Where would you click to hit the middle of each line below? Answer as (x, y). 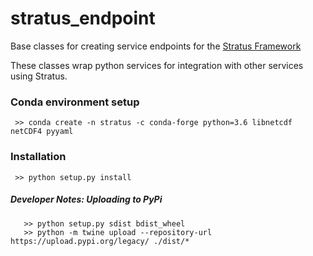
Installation (38, 157)
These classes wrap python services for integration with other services (157, 65)
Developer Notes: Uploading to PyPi (86, 199)
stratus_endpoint (83, 18)
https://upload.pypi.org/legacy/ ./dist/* (100, 241)
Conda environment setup (75, 102)
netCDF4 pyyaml (42, 132)
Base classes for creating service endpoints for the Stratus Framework (156, 46)
